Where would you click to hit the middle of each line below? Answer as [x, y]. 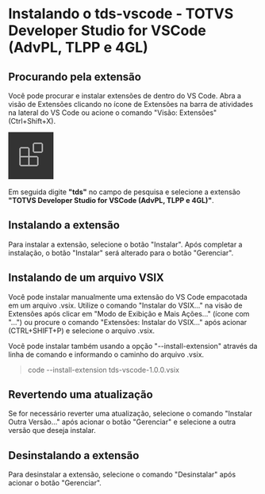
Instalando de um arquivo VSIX [86, 278]
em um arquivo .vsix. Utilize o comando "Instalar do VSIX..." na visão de [125, 305]
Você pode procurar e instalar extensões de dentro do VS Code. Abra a [125, 96]
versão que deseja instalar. [52, 431]
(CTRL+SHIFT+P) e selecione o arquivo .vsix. [82, 331]
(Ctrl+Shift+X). [32, 121]
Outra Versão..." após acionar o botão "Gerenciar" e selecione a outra [122, 422]
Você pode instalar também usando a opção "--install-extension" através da [133, 346]
